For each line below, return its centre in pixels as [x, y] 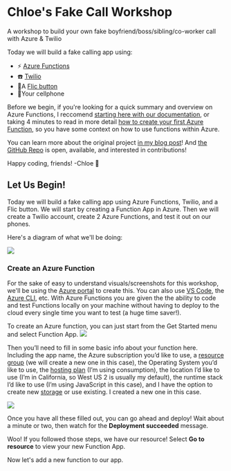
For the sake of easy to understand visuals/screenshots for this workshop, [113, 283]
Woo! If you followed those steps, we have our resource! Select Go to [106, 439]
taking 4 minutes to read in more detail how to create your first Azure [105, 121]
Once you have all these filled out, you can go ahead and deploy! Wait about [116, 418]
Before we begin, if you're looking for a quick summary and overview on [110, 107]
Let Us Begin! [36, 185]
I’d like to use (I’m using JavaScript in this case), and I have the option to [110, 384]
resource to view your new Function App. [66, 447]
